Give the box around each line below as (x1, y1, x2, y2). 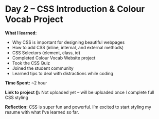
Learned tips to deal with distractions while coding (12, 70, 113, 76)
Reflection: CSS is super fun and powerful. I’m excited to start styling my (5, 104, 152, 110)
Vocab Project (5, 14, 63, 25)
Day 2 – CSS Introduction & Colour (5, 3, 145, 15)
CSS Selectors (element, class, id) (12, 50, 81, 56)
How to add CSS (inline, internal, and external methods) (12, 44, 124, 50)
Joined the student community (12, 65, 74, 71)
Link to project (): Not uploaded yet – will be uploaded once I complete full (5, 89, 155, 95)
